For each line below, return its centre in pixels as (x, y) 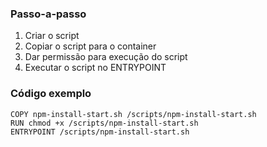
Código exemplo (51, 94)
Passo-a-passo (48, 14)
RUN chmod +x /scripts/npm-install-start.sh (104, 123)
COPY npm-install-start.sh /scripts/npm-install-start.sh (133, 114)
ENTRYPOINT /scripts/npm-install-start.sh (100, 132)
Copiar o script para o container (90, 46)
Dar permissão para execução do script (106, 57)
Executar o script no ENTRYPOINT (95, 68)
